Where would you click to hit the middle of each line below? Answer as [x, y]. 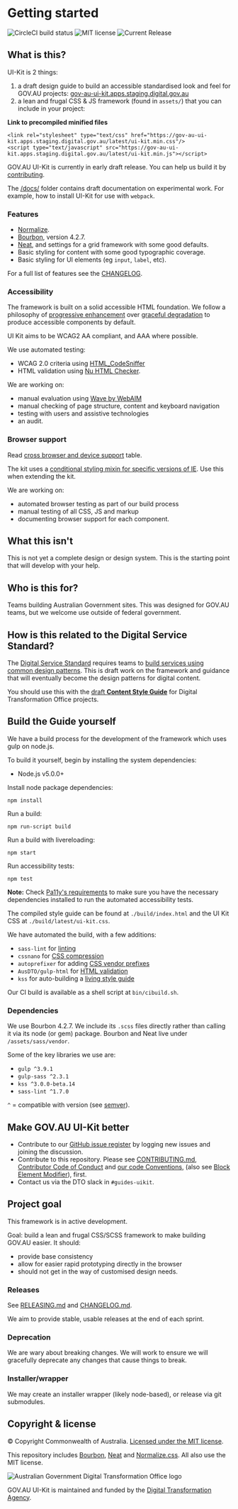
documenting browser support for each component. [93, 518]
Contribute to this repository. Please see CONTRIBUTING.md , [107, 1159]
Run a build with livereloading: [51, 840]
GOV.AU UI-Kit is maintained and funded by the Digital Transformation [109, 1490]
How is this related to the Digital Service [97, 635]
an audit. [30, 421]
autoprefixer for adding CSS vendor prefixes [84, 963]
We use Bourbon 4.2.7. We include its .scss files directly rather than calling [117, 1026]
